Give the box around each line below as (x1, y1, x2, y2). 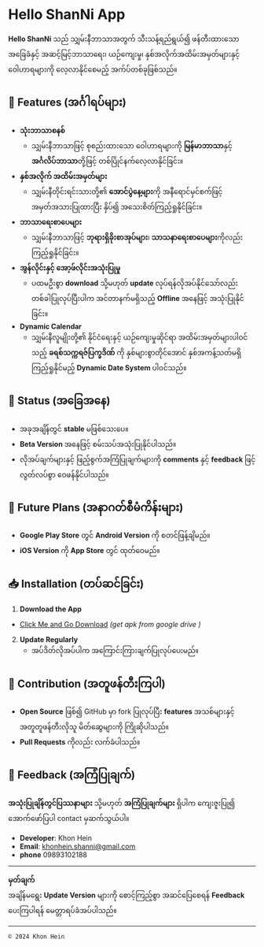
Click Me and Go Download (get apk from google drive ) (19, 620, 202, 629)
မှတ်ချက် (8, 875, 35, 884)
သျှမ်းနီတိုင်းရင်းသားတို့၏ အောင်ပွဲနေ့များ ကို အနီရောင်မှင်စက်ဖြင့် (31, 187, 223, 196)
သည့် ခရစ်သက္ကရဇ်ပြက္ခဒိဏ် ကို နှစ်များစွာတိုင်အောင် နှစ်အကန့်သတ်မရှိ (31, 347, 242, 357)
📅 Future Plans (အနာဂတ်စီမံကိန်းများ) (8, 500, 184, 514)
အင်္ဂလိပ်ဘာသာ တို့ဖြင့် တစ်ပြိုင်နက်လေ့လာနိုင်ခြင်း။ (31, 156, 183, 165)
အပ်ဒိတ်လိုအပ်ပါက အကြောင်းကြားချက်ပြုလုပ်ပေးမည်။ (31, 646, 199, 655)
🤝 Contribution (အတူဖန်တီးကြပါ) (8, 677, 166, 690)
